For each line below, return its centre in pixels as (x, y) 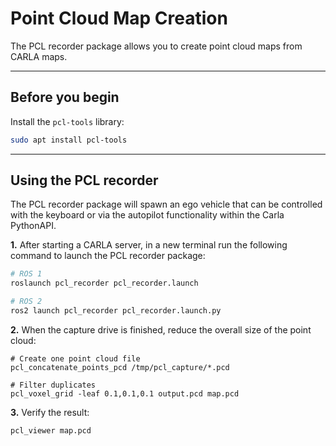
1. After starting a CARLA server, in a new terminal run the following (149, 245)
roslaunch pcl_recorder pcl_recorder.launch (104, 283)
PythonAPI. (33, 226)
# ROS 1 (26, 274)
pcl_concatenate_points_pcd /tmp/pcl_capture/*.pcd (120, 367)
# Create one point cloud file (75, 358)
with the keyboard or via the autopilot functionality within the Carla (147, 215)
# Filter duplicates (53, 385)
